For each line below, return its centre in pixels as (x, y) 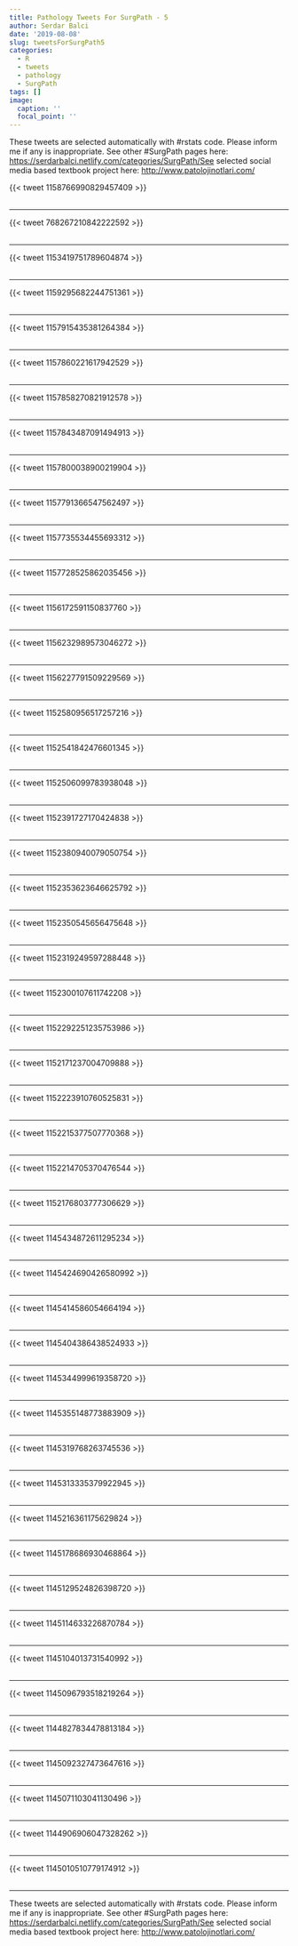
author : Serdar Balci (49, 26)
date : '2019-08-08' (45, 34)
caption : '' (39, 109)
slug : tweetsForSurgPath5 (57, 42)
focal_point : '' (47, 117)
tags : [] (25, 92)
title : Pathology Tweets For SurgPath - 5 (89, 17)
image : (21, 100)
